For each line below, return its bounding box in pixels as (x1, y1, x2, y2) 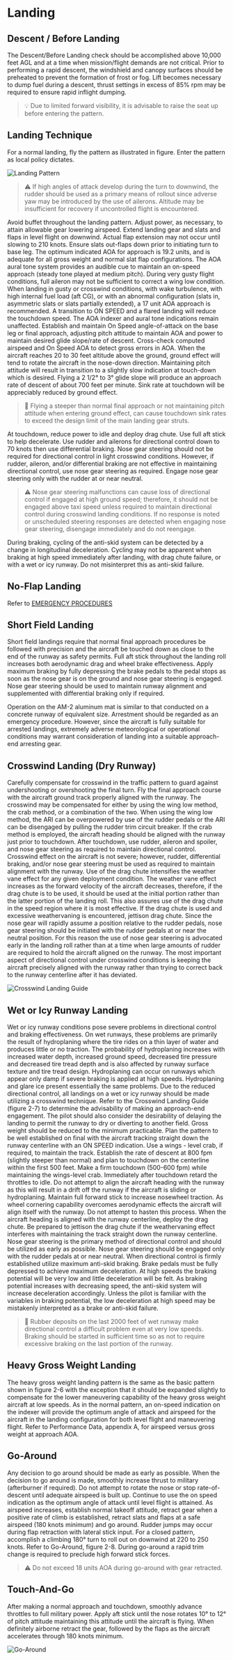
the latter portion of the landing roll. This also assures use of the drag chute (7, 896, 224, 906)
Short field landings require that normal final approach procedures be (7, 638, 207, 646)
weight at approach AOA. (7, 1430, 79, 1438)
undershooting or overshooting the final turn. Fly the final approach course (7, 786, 221, 794)
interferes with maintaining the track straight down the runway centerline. (7, 1230, 218, 1238)
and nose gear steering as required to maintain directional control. (7, 845, 197, 853)
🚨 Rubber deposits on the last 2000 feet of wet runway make (24, 1318, 200, 1326)
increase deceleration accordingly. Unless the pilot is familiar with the (7, 1289, 207, 1297)
